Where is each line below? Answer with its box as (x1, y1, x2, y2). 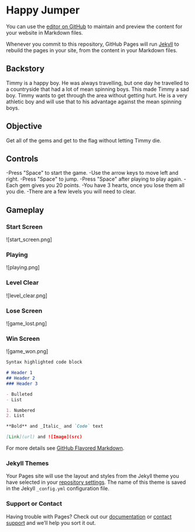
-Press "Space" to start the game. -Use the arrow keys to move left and (6, 170, 179, 177)
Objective (6, 121, 43, 131)
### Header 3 (6, 381, 38, 387)
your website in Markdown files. (6, 29, 83, 36)
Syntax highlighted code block (6, 359, 83, 365)
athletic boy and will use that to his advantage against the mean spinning (6, 98, 182, 105)
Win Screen (6, 334, 40, 343)
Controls (6, 154, 39, 164)
